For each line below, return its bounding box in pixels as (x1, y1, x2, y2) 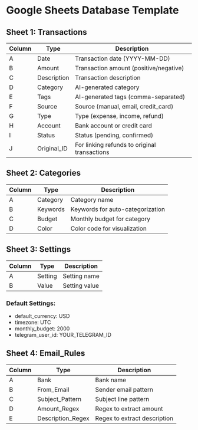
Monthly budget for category (70, 215, 150, 223)
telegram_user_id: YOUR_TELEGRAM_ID (14, 331, 112, 338)
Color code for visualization (70, 224, 147, 232)
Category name (70, 195, 114, 203)
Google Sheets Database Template (6, 4, 179, 17)
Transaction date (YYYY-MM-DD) (74, 54, 170, 63)
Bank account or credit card (74, 122, 152, 130)
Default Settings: (6, 299, 56, 307)
